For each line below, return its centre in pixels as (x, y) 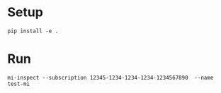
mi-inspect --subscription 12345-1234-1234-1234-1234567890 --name (110, 77)
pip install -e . (33, 31)
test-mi (19, 84)
